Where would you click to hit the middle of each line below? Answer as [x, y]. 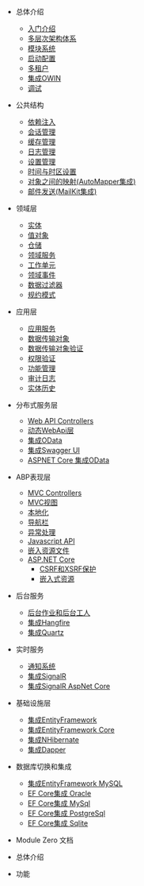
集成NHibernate [53, 740]
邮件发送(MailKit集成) [62, 192]
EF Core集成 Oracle [59, 793]
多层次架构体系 [52, 39]
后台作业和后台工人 [59, 613]
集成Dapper [47, 750]
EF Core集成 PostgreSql [66, 813]
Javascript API [51, 541]
